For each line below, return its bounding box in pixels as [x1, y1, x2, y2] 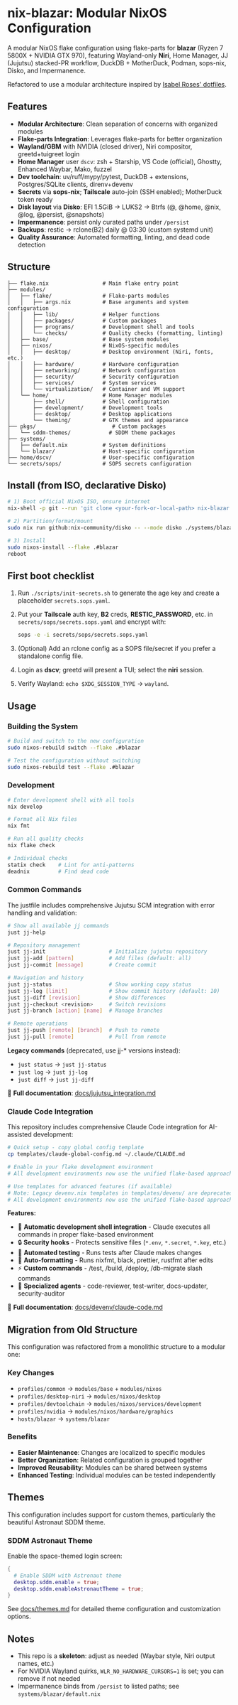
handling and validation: [7, 908, 77, 917]
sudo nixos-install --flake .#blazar [7, 544, 119, 551]
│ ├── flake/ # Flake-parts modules [7, 292, 170, 299]
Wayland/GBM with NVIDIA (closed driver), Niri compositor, [17, 142, 193, 151]
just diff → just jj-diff [17, 1075, 94, 1083]
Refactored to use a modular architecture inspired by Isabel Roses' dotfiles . [7, 80, 227, 88]
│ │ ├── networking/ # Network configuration [7, 367, 176, 374]
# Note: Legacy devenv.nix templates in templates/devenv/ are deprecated [7, 1189, 233, 1197]
